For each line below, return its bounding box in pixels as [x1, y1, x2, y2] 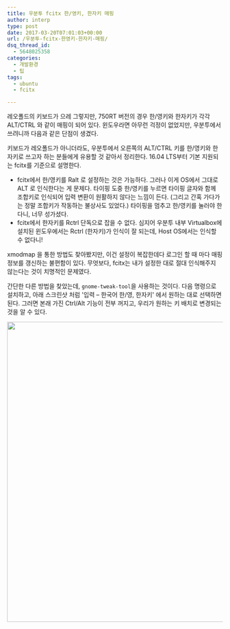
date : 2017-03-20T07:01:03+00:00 [7, 29, 103, 36]
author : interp [7, 16, 51, 23]
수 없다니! [16, 236, 43, 244]
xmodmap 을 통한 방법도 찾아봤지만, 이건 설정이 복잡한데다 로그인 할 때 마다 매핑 [7, 250, 223, 259]
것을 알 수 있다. [7, 308, 48, 316]
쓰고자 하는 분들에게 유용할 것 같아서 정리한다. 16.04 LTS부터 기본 [25, 152, 201, 161]
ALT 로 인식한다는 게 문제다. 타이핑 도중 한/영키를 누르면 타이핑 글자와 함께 [16, 185, 216, 193]
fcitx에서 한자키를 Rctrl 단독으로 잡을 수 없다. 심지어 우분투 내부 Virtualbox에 [16, 219, 222, 227]
